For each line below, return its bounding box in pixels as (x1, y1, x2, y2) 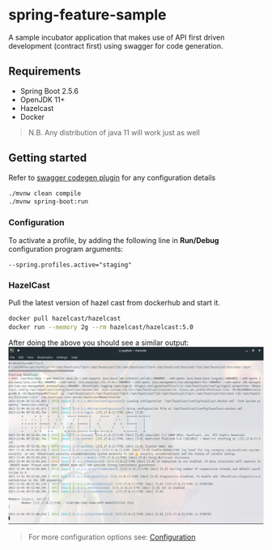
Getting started (8, 151, 87, 165)
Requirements (8, 65, 81, 79)
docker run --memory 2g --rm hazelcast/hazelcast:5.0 (8, 322, 194, 331)
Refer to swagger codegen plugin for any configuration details (8, 173, 216, 182)
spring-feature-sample (8, 6, 168, 24)
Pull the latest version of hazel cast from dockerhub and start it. (8, 297, 221, 307)
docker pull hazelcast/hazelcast (8, 314, 121, 322)
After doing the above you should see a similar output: (8, 338, 189, 347)
